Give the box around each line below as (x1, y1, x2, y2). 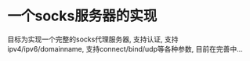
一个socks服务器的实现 (7, 7, 158, 25)
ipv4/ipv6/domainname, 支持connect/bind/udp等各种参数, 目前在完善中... (7, 44, 244, 53)
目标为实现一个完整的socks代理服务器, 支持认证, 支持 (7, 34, 179, 44)
